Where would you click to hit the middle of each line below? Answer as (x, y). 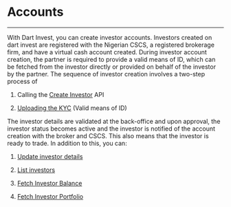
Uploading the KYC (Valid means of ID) (72, 108)
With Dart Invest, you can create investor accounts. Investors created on (110, 37)
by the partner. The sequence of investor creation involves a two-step (106, 74)
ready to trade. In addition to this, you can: (67, 143)
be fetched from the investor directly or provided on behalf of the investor (112, 67)
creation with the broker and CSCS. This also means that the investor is (108, 135)
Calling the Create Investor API (60, 94)
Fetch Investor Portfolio (50, 196)
